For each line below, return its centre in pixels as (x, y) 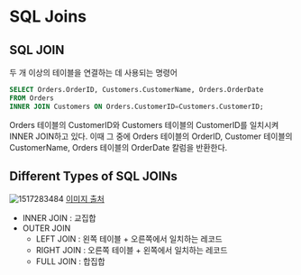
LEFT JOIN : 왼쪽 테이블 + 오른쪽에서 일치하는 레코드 (129, 239)
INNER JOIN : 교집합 (59, 218)
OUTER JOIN (46, 228)
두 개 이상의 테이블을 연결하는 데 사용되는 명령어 (94, 73)
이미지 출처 (86, 199)
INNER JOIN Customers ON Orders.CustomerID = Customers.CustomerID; (137, 106)
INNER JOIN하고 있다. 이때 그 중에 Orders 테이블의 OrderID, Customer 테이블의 (151, 136)
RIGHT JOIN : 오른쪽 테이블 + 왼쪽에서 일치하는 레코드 (132, 251)
